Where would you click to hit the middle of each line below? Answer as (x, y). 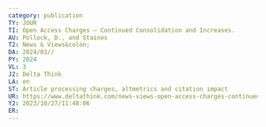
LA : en (19, 81)
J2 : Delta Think (35, 74)
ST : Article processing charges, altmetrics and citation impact (118, 89)
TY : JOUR (23, 23)
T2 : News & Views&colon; (49, 45)
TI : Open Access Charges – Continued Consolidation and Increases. (122, 30)
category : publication (46, 15)
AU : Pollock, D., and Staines (58, 37)
